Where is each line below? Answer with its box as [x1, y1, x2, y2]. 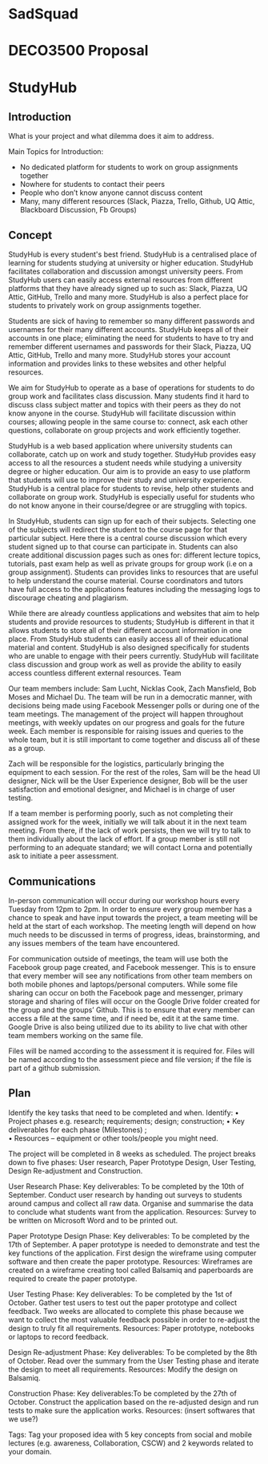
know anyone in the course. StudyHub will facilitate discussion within [8, 408, 236, 418]
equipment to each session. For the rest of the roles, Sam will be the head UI [8, 768, 261, 777]
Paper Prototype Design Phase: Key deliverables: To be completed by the [8, 1231, 250, 1240]
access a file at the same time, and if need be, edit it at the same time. [8, 1014, 239, 1023]
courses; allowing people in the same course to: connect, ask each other [8, 417, 248, 427]
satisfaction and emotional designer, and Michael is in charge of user [8, 785, 236, 794]
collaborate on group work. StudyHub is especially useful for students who [8, 493, 255, 502]
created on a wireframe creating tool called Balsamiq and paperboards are [8, 1265, 254, 1275]
